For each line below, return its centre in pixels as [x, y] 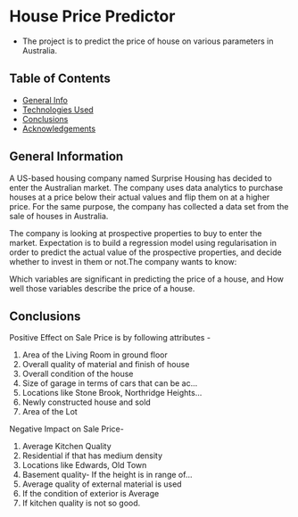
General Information [66, 156]
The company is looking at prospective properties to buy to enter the [136, 233]
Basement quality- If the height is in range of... [107, 475]
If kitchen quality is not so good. [81, 503]
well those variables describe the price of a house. [102, 288]
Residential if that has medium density [92, 455]
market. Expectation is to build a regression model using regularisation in [143, 242]
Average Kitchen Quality [66, 447]
